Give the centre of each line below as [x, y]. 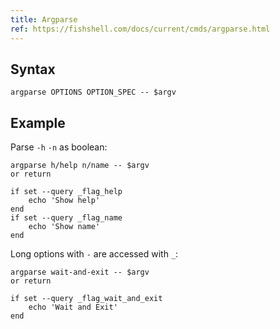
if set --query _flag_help [66, 192]
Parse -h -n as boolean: [59, 147]
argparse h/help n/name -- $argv [80, 166]
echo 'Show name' [64, 227]
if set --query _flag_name [66, 218]
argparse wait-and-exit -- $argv [80, 272]
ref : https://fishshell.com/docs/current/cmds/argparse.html [140, 29]
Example [38, 122]
